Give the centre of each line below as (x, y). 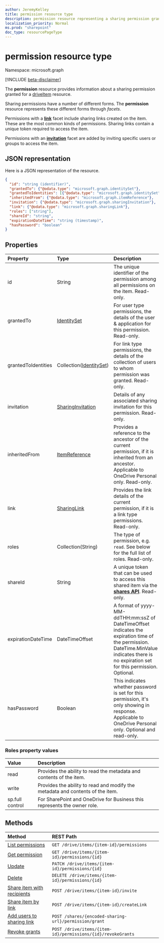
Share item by (23, 902)
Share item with (25, 888)
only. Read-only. (133, 482)
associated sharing (135, 401)
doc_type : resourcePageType (34, 32)
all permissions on (134, 285)
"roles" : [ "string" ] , (31, 211)
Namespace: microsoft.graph (34, 70)
